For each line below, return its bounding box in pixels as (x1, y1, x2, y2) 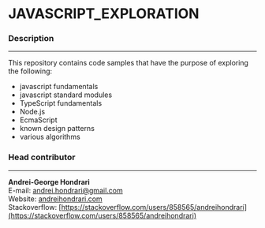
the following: (8, 66, 53, 76)
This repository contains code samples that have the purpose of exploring (8, 58, 248, 68)
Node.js (19, 107, 46, 117)
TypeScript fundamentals (19, 99, 103, 108)
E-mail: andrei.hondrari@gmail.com (8, 185, 124, 195)
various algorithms (19, 132, 80, 142)
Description (8, 33, 54, 44)
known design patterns (19, 124, 95, 133)
